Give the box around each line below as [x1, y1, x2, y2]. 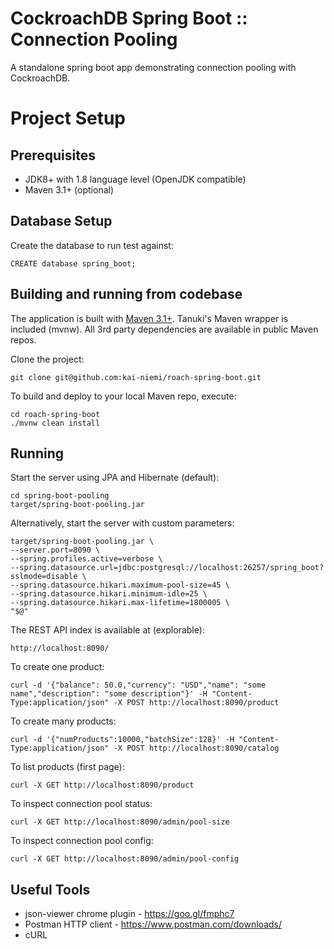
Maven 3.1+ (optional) [24, 183, 115, 196]
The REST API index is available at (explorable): [10, 624, 205, 636]
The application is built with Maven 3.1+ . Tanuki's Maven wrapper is [10, 312, 289, 324]
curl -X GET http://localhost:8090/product [10, 780, 195, 791]
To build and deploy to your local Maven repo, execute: [10, 390, 237, 402]
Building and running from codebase [10, 286, 243, 303]
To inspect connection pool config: [10, 835, 154, 847]
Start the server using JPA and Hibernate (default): [10, 472, 220, 484]
